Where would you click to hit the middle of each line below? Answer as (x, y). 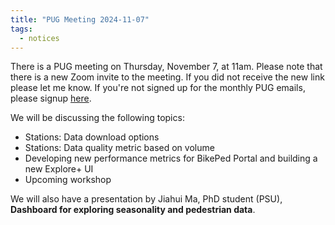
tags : (21, 29)
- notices (39, 38)
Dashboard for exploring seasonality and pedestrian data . (133, 210)
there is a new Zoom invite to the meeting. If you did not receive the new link (167, 77)
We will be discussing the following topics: (97, 118)
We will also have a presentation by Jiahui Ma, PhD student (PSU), (146, 199)
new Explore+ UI (59, 169)
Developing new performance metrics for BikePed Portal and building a (171, 158)
